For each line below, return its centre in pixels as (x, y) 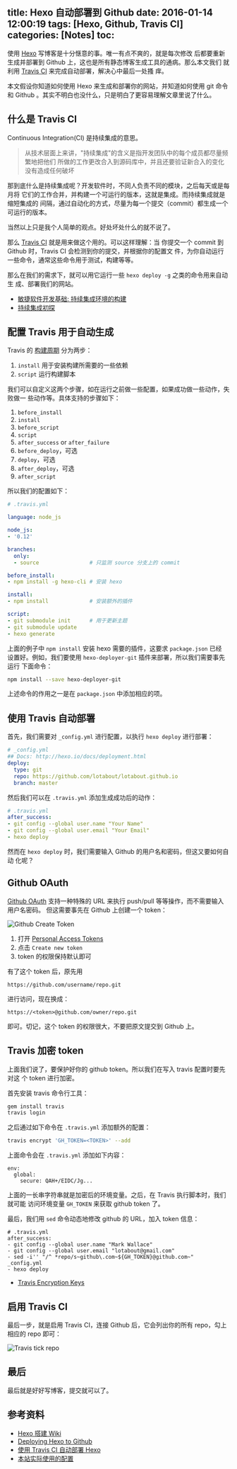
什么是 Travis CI (42, 119)
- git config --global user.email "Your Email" (79, 830)
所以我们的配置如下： (38, 491)
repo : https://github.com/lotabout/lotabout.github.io (96, 776)
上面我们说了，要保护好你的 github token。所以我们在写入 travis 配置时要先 (116, 1069)
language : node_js (34, 518)
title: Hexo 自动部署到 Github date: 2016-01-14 (110, 13)
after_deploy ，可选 (46, 469)
